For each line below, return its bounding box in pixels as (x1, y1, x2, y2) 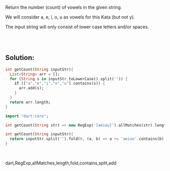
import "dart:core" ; (5, 113, 49, 119)
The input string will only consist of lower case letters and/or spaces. (5, 24, 149, 30)
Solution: (5, 53, 34, 62)
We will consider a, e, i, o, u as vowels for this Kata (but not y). (5, 14, 135, 20)
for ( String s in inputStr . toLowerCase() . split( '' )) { (10, 76, 128, 81)
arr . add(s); (18, 86, 44, 91)
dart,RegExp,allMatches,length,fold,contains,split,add (5, 160, 117, 166)
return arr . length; (10, 99, 51, 105)
